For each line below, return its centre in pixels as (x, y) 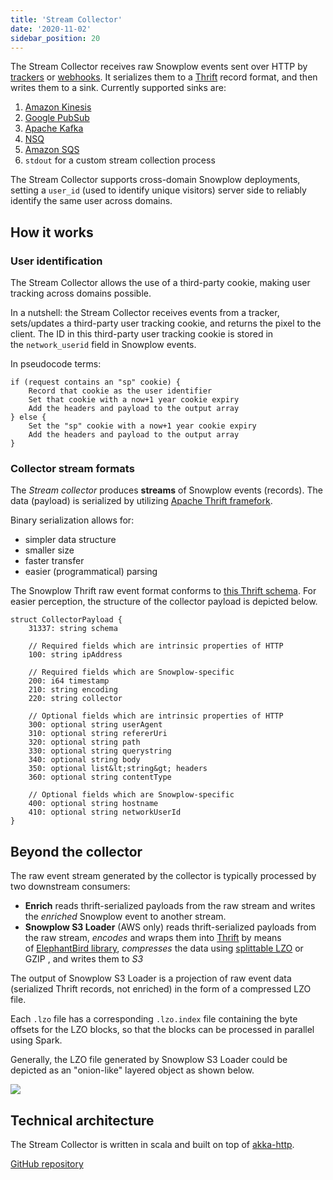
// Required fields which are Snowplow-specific (131, 672)
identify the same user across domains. (91, 201)
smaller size (49, 550)
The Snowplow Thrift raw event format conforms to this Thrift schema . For (163, 591)
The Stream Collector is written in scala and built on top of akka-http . (152, 1144)
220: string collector (75, 699)
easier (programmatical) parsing (91, 572)
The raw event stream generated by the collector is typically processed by (163, 876)
